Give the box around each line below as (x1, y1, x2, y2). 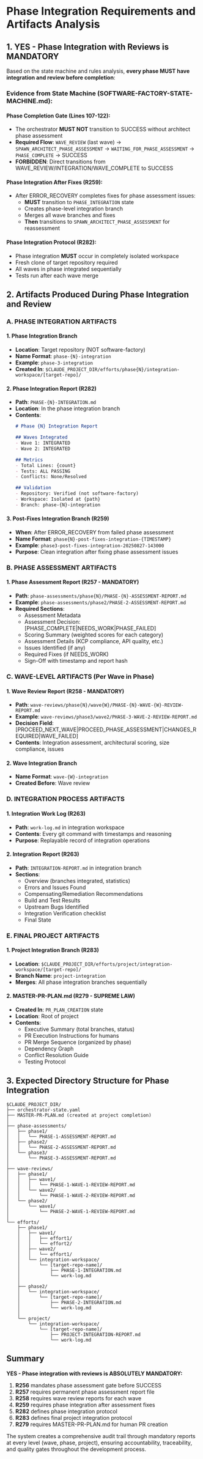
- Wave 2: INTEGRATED (15, 445, 70, 452)
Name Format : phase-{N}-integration (15, 353, 111, 360)
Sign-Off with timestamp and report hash (24, 657, 128, 665)
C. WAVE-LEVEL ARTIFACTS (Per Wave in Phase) (6, 673, 155, 681)
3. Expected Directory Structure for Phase (6, 1076, 169, 1086)
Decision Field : (15, 720, 54, 727)
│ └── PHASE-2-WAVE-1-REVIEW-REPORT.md (6, 1208, 136, 1214)
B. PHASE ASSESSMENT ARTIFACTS (6, 563, 117, 572)
